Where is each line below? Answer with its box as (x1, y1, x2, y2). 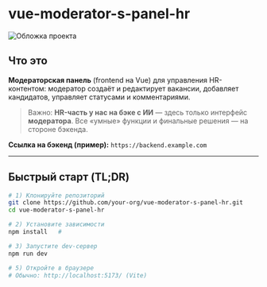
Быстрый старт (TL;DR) (8, 170, 130, 184)
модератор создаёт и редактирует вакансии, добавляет (48, 83, 239, 93)
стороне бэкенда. (27, 124, 89, 134)
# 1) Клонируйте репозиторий (8, 192, 105, 200)
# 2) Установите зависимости (8, 220, 105, 229)
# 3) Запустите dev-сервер (8, 242, 98, 250)
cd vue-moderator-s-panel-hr (8, 206, 105, 215)
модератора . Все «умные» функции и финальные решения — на (27, 116, 249, 126)
